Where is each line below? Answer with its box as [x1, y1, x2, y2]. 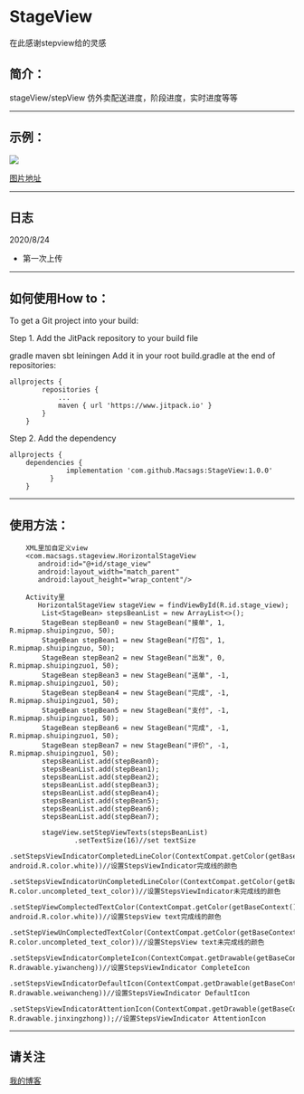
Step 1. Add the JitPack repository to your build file [9, 333, 199, 344]
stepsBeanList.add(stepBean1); [42, 765, 160, 774]
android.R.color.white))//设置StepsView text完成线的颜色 [9, 912, 222, 921]
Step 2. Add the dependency [9, 433, 117, 444]
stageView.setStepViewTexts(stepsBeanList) [42, 828, 208, 837]
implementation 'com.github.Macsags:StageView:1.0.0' [66, 466, 273, 476]
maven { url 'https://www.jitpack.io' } [57, 401, 213, 411]
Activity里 [25, 593, 65, 602]
